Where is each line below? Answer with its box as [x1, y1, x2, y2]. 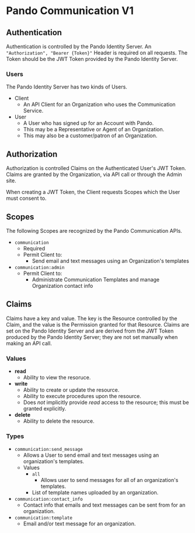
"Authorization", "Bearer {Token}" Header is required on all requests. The [6, 49, 188, 56]
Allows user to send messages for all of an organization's [40, 477, 179, 484]
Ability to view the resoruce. [23, 374, 91, 381]
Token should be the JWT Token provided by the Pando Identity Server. [6, 56, 178, 62]
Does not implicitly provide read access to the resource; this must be [23, 399, 189, 406]
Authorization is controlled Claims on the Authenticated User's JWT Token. [6, 165, 187, 172]
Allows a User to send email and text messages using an [23, 451, 159, 459]
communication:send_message [14, 447, 83, 453]
